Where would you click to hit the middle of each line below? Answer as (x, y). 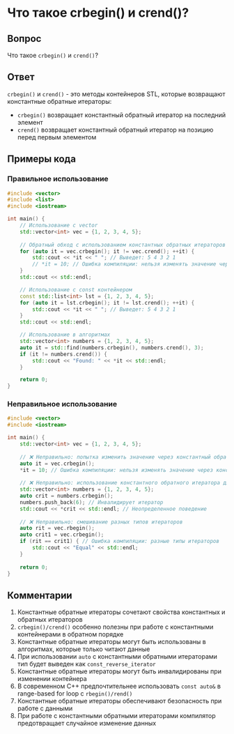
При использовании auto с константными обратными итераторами (117, 657)
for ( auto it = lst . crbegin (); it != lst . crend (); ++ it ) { (107, 303)
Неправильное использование (62, 404)
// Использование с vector (59, 225)
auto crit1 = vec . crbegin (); (62, 535)
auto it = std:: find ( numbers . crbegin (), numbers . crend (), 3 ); (112, 347)
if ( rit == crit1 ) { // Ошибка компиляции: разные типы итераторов (119, 542)
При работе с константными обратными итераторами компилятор (116, 716)
